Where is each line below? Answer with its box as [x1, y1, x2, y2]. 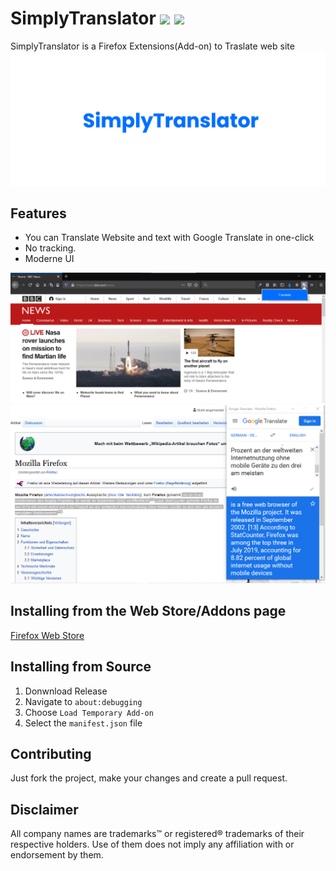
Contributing [10, 746, 92, 763]
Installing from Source [10, 658, 152, 676]
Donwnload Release [24, 685, 108, 697]
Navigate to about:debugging [24, 695, 143, 707]
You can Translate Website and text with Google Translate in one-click [24, 232, 315, 244]
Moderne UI [24, 253, 75, 265]
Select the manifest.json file [24, 717, 143, 729]
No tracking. [24, 242, 77, 254]
